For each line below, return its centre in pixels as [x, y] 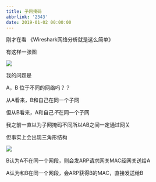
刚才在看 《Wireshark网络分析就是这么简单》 [60, 40]
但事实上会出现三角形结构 [37, 137]
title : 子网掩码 [24, 11]
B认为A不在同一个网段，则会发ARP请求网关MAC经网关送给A [78, 160]
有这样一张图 [21, 52]
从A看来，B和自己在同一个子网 [43, 100]
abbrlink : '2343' [27, 17]
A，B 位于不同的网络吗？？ [38, 87]
